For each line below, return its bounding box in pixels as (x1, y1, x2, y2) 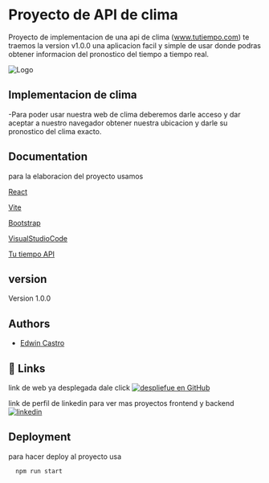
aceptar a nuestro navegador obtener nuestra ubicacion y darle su (8, 118, 228, 128)
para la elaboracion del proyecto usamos (8, 171, 144, 181)
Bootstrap (8, 218, 42, 227)
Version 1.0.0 (8, 293, 51, 303)
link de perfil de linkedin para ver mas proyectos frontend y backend (8, 399, 234, 407)
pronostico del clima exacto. (8, 126, 102, 136)
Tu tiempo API (8, 249, 55, 259)
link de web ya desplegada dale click (8, 383, 131, 392)
